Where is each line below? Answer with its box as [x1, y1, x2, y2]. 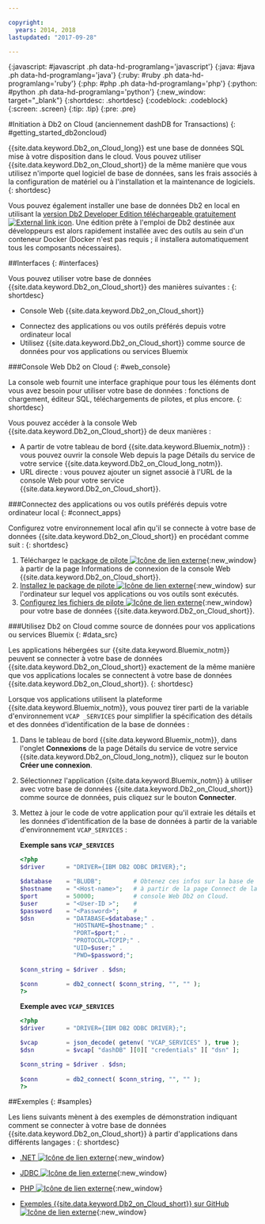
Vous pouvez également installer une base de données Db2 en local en [8, 201, 240, 210]
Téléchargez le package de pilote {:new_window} [19, 556, 257, 565]
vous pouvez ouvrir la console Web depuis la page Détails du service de [19, 450, 256, 460]
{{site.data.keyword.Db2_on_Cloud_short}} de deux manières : [8, 426, 211, 437]
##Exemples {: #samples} [8, 1097, 93, 1107]
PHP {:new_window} [19, 1184, 163, 1193]
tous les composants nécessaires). [8, 243, 122, 252]
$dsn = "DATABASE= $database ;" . [19, 914, 155, 922]
